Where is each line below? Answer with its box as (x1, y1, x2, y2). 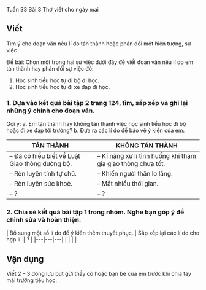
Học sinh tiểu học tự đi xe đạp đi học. (15, 83, 110, 90)
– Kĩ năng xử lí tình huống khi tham (97, 152, 196, 160)
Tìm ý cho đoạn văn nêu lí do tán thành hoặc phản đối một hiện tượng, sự (6, 40, 191, 47)
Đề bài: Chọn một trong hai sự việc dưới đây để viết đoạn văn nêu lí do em (6, 58, 194, 66)
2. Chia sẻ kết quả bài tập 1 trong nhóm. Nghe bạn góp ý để (6, 208, 185, 216)
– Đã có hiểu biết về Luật (9, 152, 81, 160)
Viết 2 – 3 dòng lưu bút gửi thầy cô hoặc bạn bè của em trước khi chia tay (6, 270, 192, 278)
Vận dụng (6, 254, 44, 264)
